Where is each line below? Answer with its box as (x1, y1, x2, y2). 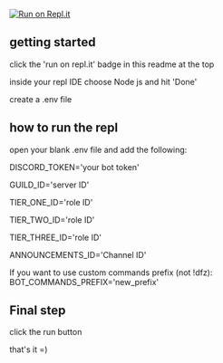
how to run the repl (9, 120, 119, 136)
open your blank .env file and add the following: (9, 144, 188, 155)
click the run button (9, 327, 82, 338)
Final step (9, 303, 66, 319)
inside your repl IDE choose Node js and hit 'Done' (9, 76, 198, 87)
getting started (9, 34, 96, 50)
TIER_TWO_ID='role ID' (9, 214, 95, 225)
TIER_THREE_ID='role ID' (9, 232, 102, 243)
